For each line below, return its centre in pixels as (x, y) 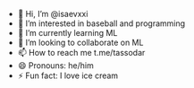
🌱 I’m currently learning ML (67, 33)
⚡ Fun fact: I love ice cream (68, 75)
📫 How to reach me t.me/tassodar (81, 53)
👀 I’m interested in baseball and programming (101, 23)
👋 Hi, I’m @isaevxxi (53, 14)
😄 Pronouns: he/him (55, 66)
